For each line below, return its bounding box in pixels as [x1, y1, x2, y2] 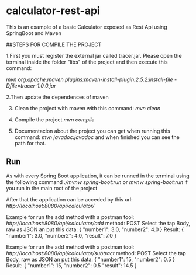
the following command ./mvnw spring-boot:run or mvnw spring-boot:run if [6, 178, 188, 185]
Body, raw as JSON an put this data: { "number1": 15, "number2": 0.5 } [6, 256, 176, 263]
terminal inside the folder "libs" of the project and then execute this [6, 58, 168, 65]
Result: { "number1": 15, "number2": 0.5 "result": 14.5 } [6, 262, 137, 269]
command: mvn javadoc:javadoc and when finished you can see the [14, 133, 180, 141]
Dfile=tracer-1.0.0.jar [6, 82, 57, 89]
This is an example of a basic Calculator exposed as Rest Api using [6, 23, 168, 30]
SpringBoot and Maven [6, 29, 61, 36]
